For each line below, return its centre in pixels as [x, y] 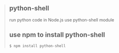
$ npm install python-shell [37, 46]
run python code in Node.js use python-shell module [62, 20]
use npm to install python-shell [57, 35]
